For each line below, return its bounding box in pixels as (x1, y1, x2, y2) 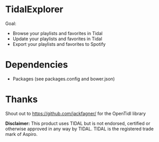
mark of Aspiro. (5, 131, 38, 137)
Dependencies (5, 59, 68, 71)
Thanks (5, 94, 38, 105)
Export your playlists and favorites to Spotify (12, 41, 106, 47)
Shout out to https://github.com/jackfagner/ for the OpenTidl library (5, 110, 146, 117)
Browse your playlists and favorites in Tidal (12, 30, 103, 36)
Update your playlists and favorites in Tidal (12, 36, 103, 42)
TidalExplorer (5, 4, 63, 15)
